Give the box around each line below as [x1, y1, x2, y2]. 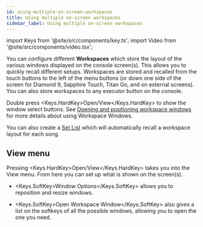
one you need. [15, 214, 52, 221]
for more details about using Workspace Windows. [6, 112, 133, 119]
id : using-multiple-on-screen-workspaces [6, 9, 113, 15]
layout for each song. [6, 130, 60, 138]
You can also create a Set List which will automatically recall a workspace [6, 124, 190, 131]
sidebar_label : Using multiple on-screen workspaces [6, 20, 143, 26]
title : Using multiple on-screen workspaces [6, 15, 121, 21]
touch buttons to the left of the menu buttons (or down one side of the [6, 74, 182, 82]
